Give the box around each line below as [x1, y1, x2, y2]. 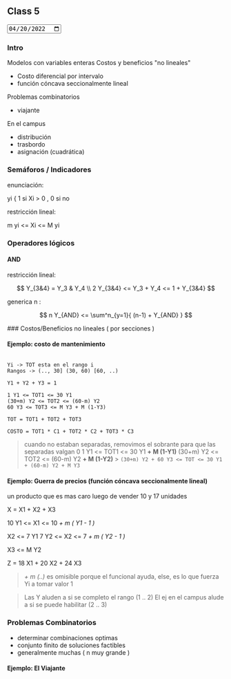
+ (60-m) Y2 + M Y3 [23, 463, 81, 469]
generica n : [7, 297, 41, 306]
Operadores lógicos [7, 238, 75, 248]
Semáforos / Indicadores [7, 165, 92, 175]
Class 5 [7, 6, 40, 17]
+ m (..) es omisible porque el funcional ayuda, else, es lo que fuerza [23, 573, 219, 581]
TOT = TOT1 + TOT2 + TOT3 [7, 416, 81, 423]
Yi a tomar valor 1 [23, 580, 74, 588]
